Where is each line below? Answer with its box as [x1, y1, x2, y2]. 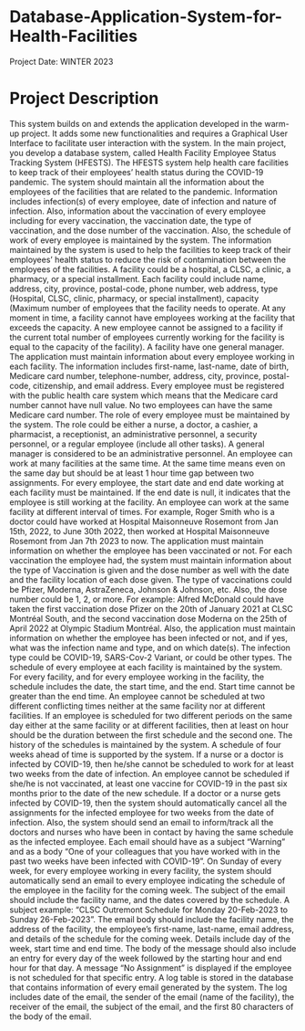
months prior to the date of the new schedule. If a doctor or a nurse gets [9, 787, 281, 798]
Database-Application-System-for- [9, 6, 283, 27]
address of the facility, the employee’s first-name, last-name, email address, [9, 923, 294, 934]
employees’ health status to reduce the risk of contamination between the [9, 254, 287, 265]
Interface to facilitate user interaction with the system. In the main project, [9, 137, 287, 148]
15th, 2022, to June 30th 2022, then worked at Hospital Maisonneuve [9, 525, 270, 536]
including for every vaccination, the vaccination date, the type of [9, 215, 252, 226]
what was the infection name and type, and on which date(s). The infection [9, 642, 291, 653]
